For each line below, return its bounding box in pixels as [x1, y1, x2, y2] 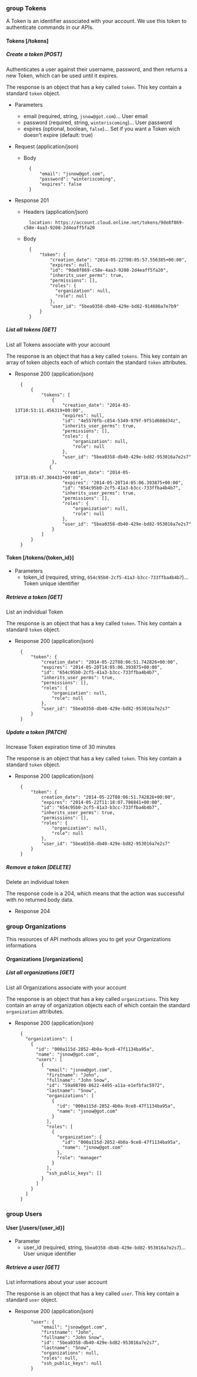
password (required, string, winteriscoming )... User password [23, 119, 172, 126]
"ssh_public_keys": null [41, 1360, 102, 1366]
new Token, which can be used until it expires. [6, 72, 119, 79]
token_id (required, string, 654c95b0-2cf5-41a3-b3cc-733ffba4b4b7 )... [23, 574, 189, 581]
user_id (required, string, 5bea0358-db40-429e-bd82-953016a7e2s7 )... [23, 1244, 186, 1251]
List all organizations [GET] [6, 969, 75, 976]
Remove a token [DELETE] [6, 863, 71, 870]
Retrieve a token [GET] [6, 593, 63, 601]
